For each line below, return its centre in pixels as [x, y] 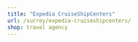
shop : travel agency [38, 27]
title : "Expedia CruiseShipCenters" [61, 14]
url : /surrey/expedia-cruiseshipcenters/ [69, 21]
